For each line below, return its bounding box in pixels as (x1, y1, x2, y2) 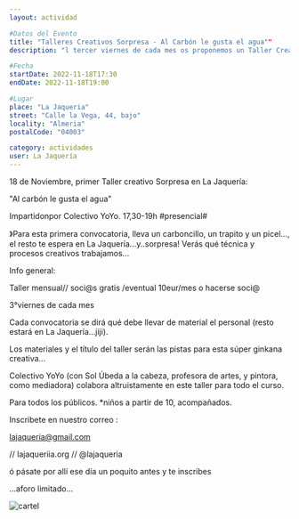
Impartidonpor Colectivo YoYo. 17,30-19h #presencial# (9, 211, 207, 221)
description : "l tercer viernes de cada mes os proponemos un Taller (9, 45, 273, 54)
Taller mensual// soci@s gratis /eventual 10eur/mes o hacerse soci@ (9, 282, 261, 293)
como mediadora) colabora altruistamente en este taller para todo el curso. (9, 380, 285, 390)
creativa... (9, 353, 46, 363)
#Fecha (9, 61, 34, 71)
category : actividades (9, 143, 93, 152)
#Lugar (9, 94, 34, 103)
